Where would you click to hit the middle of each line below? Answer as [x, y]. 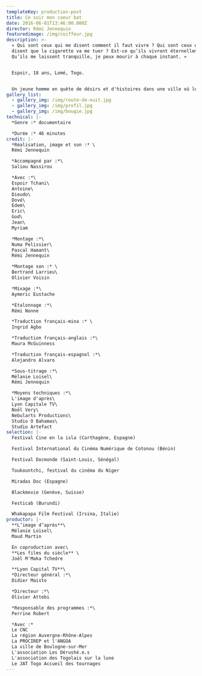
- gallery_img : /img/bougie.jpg [52, 111]
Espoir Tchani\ [31, 183]
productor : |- [24, 520]
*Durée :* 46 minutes [39, 133]
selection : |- [24, 432]
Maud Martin [27, 536]
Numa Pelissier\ [32, 245]
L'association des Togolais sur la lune [63, 658]
